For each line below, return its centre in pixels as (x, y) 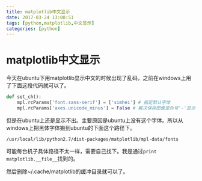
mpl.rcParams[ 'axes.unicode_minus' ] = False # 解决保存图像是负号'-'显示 (106, 108)
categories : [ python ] (33, 29)
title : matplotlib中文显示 (38, 12)
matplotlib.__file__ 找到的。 (43, 158)
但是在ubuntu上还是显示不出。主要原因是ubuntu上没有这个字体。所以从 (95, 120)
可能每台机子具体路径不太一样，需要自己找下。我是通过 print (81, 151)
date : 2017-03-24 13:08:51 (40, 17)
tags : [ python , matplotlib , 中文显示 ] (50, 23)
